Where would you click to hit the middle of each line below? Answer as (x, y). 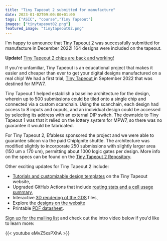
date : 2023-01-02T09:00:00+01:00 (40, 15)
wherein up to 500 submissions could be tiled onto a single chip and (76, 99)
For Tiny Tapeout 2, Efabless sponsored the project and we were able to (80, 135)
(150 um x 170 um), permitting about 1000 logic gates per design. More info (83, 151)
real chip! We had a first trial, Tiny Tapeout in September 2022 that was (79, 78)
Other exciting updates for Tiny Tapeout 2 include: (57, 167)
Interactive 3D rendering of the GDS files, (55, 198)
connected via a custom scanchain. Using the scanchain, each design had (82, 104)
